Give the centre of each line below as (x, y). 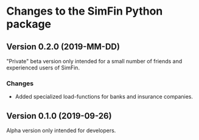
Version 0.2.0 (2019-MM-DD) (63, 47)
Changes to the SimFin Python (85, 11)
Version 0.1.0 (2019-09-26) (59, 116)
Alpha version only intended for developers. (61, 131)
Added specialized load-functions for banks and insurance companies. (104, 97)
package (29, 24)
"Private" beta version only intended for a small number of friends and (94, 61)
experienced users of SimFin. (43, 68)
